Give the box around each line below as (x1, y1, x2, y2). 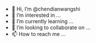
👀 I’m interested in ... (11, 12, 61, 19)
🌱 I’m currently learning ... (11, 18, 74, 24)
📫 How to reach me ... (11, 31, 66, 37)
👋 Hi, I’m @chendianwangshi (11, 6, 80, 12)
